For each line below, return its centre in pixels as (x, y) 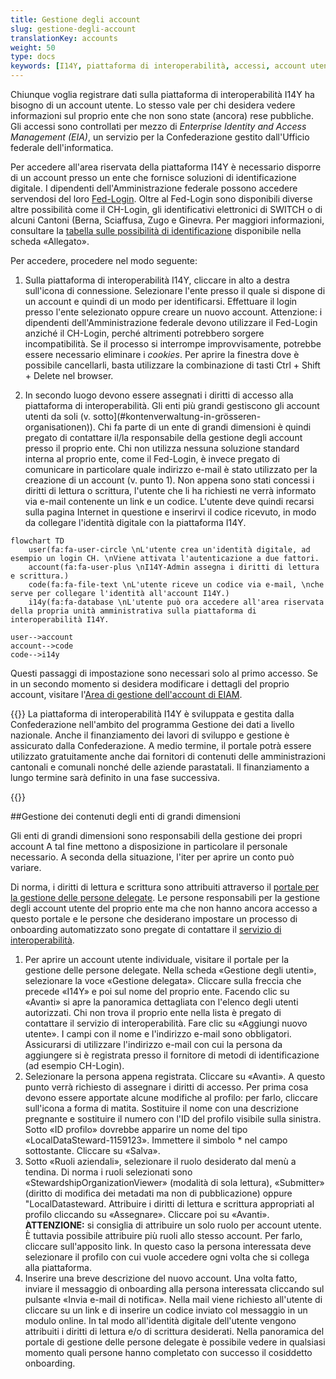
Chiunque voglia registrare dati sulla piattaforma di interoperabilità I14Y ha (162, 94)
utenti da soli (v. (58, 416)
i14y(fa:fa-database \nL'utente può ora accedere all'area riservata (176, 602)
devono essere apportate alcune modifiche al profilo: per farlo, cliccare (171, 1097)
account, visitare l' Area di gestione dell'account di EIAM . (126, 694)
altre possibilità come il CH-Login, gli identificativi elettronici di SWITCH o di (166, 209)
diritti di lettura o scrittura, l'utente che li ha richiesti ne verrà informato (170, 490)
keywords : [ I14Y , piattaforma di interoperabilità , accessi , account (158, 66)
